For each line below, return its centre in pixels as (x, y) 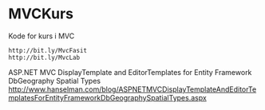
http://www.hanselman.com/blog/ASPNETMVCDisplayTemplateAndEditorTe (132, 89)
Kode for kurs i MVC (42, 36)
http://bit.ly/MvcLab (44, 57)
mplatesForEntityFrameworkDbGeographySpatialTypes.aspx (108, 97)
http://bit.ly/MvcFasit (48, 50)
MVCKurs (41, 14)
